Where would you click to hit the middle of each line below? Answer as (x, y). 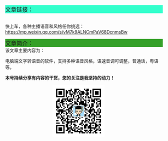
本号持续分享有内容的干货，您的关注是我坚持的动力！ (60, 78)
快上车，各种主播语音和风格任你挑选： (44, 26)
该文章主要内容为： (25, 50)
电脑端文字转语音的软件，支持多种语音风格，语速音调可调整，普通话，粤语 (82, 61)
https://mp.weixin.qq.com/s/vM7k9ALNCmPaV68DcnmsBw (66, 32)
